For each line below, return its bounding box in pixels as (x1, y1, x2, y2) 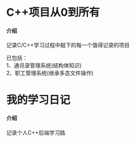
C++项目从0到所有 (6, 5, 100, 19)
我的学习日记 (6, 93, 71, 106)
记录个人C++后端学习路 (6, 129, 66, 136)
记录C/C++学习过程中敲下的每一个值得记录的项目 (6, 42, 130, 49)
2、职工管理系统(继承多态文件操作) (6, 69, 94, 77)
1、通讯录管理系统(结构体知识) (6, 62, 82, 69)
